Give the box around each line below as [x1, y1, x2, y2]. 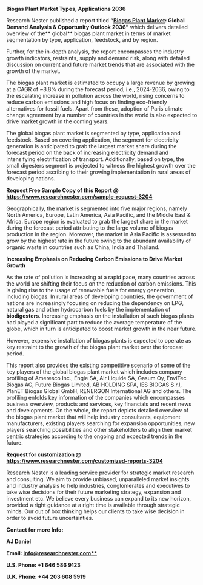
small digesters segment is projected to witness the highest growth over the [6, 162, 196, 169]
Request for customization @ [6, 451, 82, 458]
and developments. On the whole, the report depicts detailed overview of [6, 407, 189, 414]
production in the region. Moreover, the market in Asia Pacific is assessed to [6, 231, 197, 238]
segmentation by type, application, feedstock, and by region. [6, 36, 159, 43]
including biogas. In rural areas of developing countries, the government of [6, 293, 193, 300]
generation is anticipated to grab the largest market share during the [6, 143, 177, 149]
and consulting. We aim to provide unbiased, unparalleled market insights [6, 476, 190, 482]
